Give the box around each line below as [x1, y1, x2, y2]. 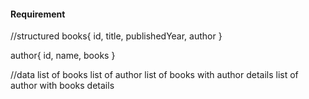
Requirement [10, 8, 66, 20]
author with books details [10, 80, 115, 92]
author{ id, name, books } [10, 50, 116, 62]
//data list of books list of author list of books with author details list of [10, 69, 299, 81]
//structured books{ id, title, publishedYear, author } [10, 30, 223, 42]
